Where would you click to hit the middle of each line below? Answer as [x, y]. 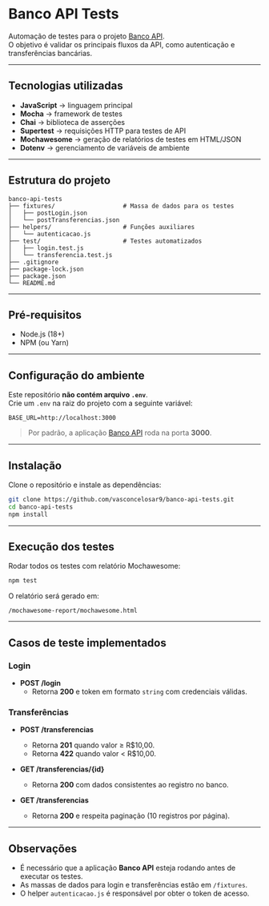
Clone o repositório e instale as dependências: [85, 485]
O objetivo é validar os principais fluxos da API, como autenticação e [122, 44]
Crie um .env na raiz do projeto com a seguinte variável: [100, 403]
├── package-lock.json [46, 269]
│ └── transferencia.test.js [60, 255]
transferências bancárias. [50, 53]
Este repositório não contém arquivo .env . [78, 395]
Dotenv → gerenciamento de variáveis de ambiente [104, 147]
